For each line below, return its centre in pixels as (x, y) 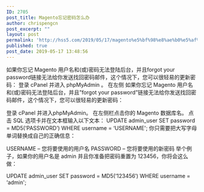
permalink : (20, 40)
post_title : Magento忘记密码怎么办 (48, 18)
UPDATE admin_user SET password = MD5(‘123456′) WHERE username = (98, 176)
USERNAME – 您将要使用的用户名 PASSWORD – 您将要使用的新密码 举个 (97, 148)
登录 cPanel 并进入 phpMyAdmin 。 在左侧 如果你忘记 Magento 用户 (103, 84)
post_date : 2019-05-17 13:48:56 (47, 52)
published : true (27, 46)
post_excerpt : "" (28, 29)
